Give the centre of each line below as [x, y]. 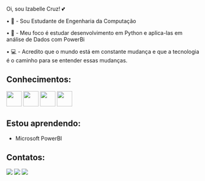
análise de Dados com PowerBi [46, 39]
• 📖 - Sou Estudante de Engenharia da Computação [71, 21]
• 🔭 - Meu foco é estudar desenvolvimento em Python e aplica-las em [95, 33]
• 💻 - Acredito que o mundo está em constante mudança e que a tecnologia [103, 52]
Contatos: [26, 157]
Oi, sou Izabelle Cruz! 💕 [36, 9]
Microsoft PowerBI [39, 138]
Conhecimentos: [39, 80]
